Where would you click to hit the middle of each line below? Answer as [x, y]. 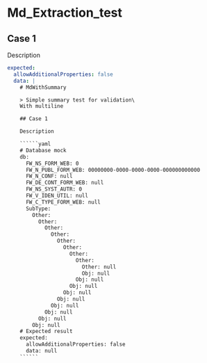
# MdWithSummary [43, 87]
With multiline [42, 106]
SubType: [38, 209]
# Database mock [43, 150]
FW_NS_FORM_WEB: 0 [52, 163]
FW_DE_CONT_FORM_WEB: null [65, 183]
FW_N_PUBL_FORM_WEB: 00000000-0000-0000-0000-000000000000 [113, 170]
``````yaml [35, 144]
